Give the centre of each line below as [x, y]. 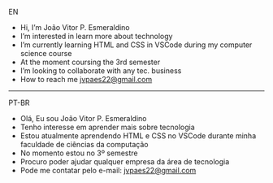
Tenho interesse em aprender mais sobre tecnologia [107, 127]
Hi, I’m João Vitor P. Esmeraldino [75, 27]
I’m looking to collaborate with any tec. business [101, 71]
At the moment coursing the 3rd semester [90, 62]
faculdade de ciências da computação [84, 144]
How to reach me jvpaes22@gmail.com [86, 79]
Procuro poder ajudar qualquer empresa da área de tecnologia [125, 161]
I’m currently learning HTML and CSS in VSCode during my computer [136, 45]
